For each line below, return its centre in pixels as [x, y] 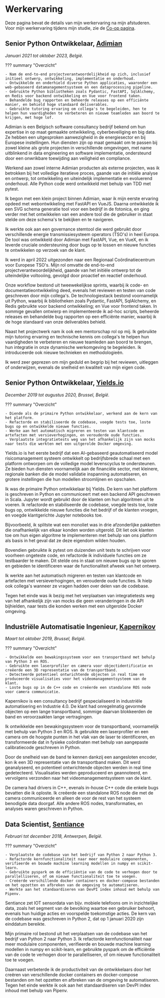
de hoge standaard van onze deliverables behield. [56, 322]
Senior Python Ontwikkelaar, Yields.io [65, 383]
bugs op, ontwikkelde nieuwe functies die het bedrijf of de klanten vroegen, [82, 510]
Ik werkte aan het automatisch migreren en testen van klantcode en [73, 575]
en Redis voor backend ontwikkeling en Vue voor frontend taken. [73, 96]
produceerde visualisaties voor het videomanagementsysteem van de [76, 679]
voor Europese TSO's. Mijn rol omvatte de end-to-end [60, 265]
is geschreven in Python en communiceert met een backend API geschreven [83, 494]
